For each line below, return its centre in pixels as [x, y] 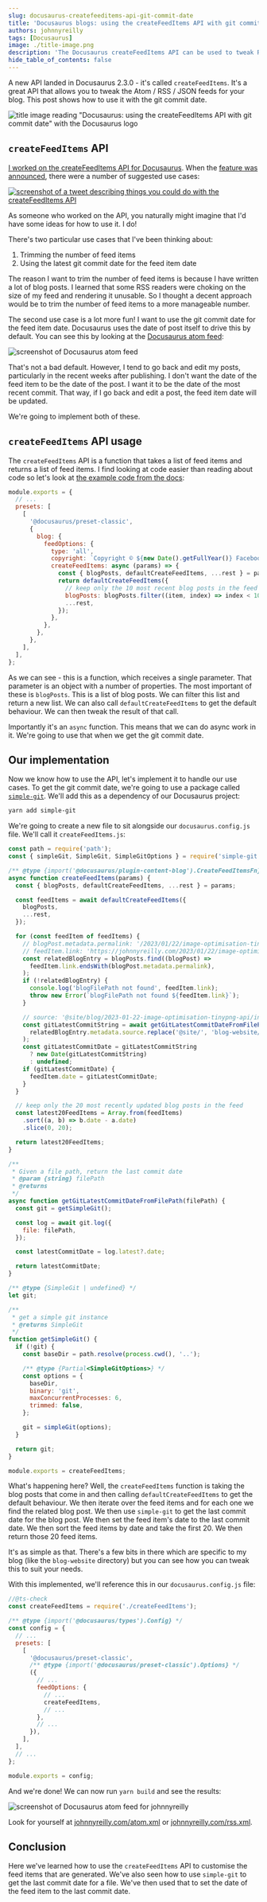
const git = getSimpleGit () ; [64, 1208]
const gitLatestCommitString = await [85, 1025]
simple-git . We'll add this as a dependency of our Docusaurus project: [124, 796]
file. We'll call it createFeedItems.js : [67, 834]
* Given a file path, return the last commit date [97, 1171]
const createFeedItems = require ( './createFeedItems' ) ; [103, 1607]
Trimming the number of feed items [78, 255]
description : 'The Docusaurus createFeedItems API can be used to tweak [131, 53]
